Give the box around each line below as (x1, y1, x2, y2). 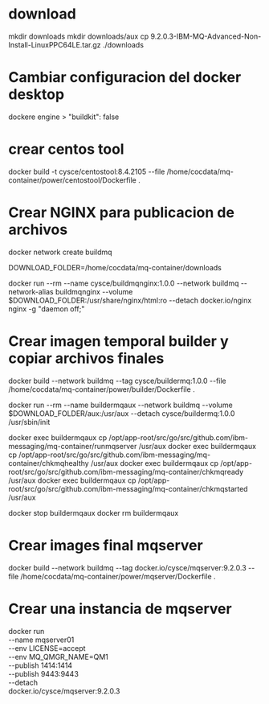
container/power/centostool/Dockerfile (8, 175, 137, 185)
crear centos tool (8, 140, 124, 159)
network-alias (8, 286, 54, 296)
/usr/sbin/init (8, 417, 51, 426)
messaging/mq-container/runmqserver (8, 441, 137, 451)
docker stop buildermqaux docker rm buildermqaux (8, 508, 179, 517)
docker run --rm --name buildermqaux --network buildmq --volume (8, 400, 233, 410)
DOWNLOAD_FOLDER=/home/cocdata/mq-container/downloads (8, 262, 222, 272)
